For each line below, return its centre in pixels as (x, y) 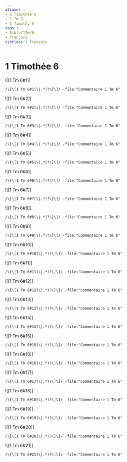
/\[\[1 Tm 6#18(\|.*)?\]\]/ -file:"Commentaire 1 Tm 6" (64, 400)
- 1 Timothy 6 (20, 24)
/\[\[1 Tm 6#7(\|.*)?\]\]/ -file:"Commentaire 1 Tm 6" (63, 199)
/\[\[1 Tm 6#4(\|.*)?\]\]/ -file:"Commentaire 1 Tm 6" (63, 144)
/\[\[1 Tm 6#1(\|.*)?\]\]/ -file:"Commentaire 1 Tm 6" (63, 89)
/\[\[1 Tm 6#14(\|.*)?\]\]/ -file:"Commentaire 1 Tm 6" (64, 327)
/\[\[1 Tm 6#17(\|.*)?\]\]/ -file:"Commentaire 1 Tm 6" (64, 381)
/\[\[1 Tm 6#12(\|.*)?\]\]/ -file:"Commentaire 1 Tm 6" (64, 290)
